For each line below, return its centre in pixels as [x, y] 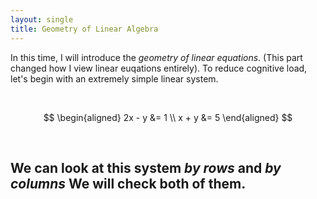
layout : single [42, 19]
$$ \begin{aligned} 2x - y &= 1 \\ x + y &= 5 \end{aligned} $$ [168, 117]
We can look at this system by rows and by [146, 167]
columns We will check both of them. [128, 183]
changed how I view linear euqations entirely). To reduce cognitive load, [159, 68]
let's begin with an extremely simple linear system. [114, 78]
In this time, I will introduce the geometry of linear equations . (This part [156, 57]
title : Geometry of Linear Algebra [84, 29]
